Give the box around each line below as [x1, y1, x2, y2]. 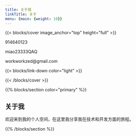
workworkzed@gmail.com [5, 58, 58, 64]
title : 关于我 [5, 7, 32, 12]
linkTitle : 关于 [5, 12, 37, 17]
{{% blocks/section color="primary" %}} [5, 87, 87, 93]
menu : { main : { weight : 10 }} [5, 16, 63, 21]
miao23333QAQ [5, 49, 38, 54]
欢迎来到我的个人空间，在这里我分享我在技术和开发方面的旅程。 [5, 116, 134, 122]
